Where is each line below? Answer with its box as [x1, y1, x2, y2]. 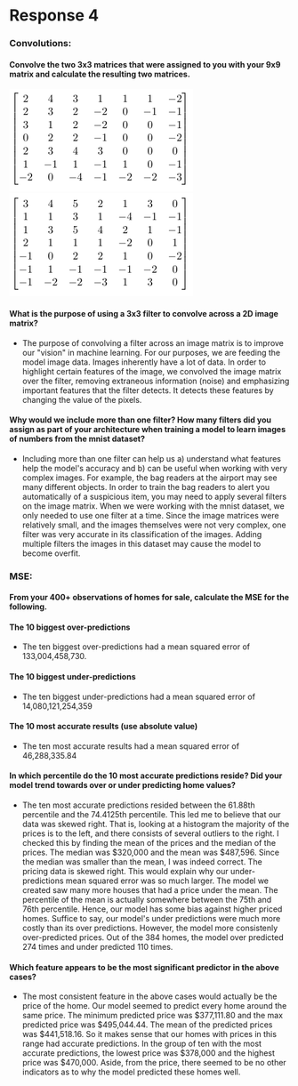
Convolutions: [9, 37, 72, 50]
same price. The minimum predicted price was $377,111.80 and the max [21, 1010, 283, 1021]
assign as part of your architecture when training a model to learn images [9, 424, 286, 435]
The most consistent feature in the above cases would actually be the [21, 991, 278, 1002]
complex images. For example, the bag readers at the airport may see [21, 472, 278, 483]
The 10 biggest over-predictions [9, 622, 131, 632]
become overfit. [21, 548, 81, 559]
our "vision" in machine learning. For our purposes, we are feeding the [21, 347, 281, 358]
